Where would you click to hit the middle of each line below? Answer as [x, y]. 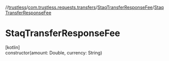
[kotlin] [13, 47]
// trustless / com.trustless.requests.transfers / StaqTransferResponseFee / [80, 7]
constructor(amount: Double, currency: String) [54, 52]
